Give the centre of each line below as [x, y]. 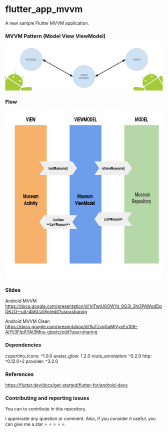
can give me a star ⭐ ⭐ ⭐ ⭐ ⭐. [36, 424]
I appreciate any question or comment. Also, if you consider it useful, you [80, 418]
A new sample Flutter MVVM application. [47, 23]
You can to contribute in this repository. [46, 409]
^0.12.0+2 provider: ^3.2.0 [32, 361]
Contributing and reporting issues [47, 398]
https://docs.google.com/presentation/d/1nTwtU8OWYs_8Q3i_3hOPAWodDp [84, 306]
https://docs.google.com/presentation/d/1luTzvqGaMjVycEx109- [71, 327]
